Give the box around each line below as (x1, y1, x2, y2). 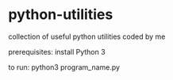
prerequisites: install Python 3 (8, 47, 106, 56)
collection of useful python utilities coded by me (8, 32, 166, 41)
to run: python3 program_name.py (8, 62, 121, 72)
